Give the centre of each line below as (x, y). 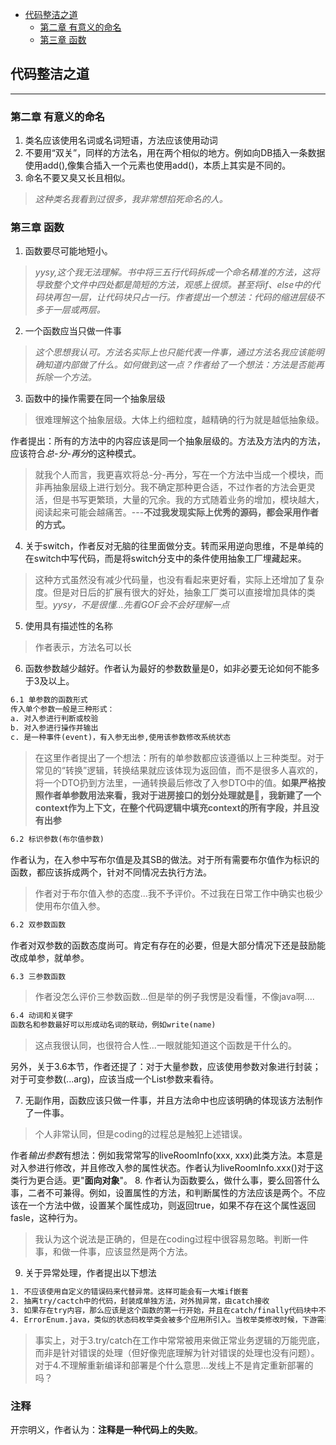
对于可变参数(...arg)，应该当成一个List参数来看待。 (115, 1079)
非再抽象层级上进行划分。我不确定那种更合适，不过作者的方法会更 (170, 487)
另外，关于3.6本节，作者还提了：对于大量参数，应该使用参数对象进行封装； (166, 1067)
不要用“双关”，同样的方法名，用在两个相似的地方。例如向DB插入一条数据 (175, 153)
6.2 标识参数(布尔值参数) (57, 839)
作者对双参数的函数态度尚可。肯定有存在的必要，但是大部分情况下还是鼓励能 (168, 945)
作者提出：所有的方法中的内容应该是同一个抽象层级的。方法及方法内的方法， (168, 441)
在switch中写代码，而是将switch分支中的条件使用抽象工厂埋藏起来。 (165, 559)
